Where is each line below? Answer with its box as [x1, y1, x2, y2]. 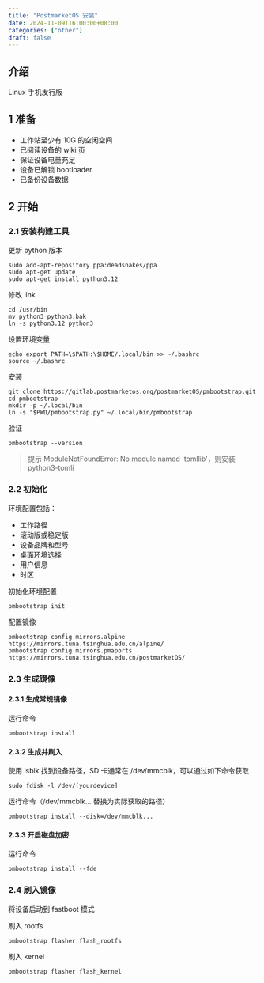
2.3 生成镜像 [8, 673, 56, 684]
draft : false [8, 33, 51, 42]
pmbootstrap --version [8, 439, 83, 447]
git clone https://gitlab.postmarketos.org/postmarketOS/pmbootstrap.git [8, 388, 257, 395]
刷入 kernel [8, 951, 45, 961]
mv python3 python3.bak [8, 312, 87, 320]
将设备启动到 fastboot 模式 [8, 904, 95, 913]
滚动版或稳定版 [19, 530, 69, 539]
